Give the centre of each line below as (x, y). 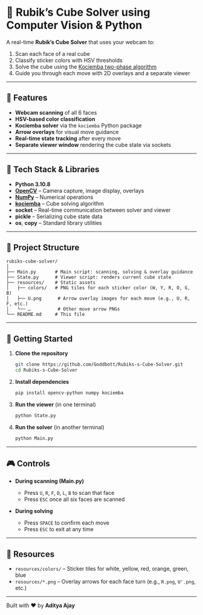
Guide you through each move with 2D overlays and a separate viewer (102, 73)
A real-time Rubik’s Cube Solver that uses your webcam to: (81, 42)
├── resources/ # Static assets (51, 283)
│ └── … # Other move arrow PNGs (63, 309)
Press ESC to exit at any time (59, 529)
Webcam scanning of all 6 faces (56, 112)
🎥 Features (27, 98)
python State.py (35, 415)
